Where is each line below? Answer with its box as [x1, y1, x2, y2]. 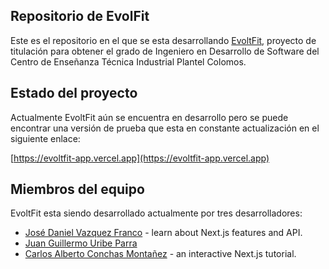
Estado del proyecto [10, 85, 138, 102]
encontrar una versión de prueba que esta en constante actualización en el [10, 122, 320, 134]
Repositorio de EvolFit [10, 8, 150, 25]
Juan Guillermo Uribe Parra [24, 237, 138, 249]
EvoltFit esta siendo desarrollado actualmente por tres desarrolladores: [10, 207, 303, 219]
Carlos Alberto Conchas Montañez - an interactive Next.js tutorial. [24, 248, 297, 260]
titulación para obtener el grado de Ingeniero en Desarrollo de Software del [10, 45, 320, 57]
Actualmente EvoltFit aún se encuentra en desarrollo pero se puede [10, 111, 289, 123]
